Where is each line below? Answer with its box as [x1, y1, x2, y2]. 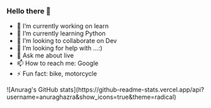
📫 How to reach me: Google [16, 59, 99, 68]
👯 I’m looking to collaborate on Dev [16, 37, 118, 45]
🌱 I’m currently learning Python [16, 29, 106, 37]
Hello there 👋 [6, 6, 52, 16]
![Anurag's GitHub [6, 86, 58, 94]
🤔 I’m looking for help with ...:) [16, 44, 102, 53]
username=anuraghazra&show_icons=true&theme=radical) [6, 93, 177, 101]
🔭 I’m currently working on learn [16, 22, 109, 30]
